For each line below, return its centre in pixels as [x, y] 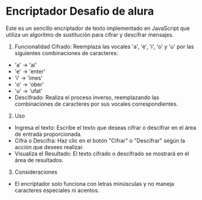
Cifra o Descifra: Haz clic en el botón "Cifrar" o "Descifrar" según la [100, 140]
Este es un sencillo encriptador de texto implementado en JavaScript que [98, 28]
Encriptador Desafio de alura [80, 11]
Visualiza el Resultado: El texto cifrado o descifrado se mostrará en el [102, 154]
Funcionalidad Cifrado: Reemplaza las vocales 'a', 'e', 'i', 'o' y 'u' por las [104, 46]
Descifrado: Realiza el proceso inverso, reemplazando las [87, 97]
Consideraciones [36, 172]
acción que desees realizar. [49, 147]
